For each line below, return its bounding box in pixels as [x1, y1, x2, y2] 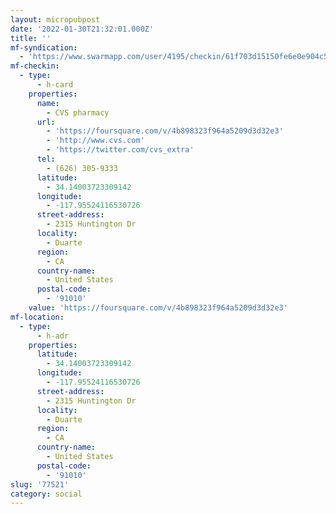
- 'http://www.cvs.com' [46, 136, 145, 146]
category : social [10, 489, 83, 499]
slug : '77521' [10, 479, 70, 490]
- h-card [36, 80, 74, 90]
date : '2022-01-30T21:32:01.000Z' [10, 24, 155, 34]
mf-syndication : [10, 42, 78, 53]
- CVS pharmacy [46, 107, 110, 118]
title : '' [10, 33, 52, 43]
